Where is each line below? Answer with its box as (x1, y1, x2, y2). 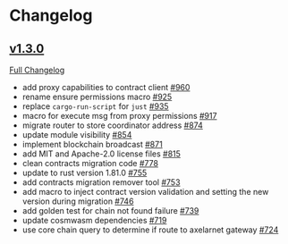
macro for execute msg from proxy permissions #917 (21, 111, 217, 121)
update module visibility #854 (21, 130, 132, 139)
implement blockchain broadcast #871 (21, 139, 163, 149)
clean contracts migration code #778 (21, 158, 159, 168)
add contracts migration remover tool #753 (21, 177, 181, 188)
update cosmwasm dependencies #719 (21, 215, 167, 225)
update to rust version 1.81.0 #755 (21, 167, 148, 178)
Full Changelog (9, 64, 65, 75)
